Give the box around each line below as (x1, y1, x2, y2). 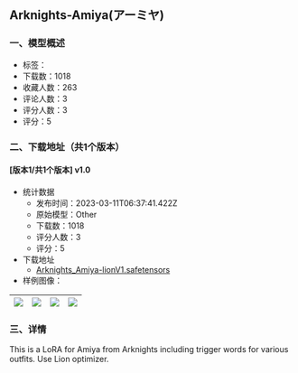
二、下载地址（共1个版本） (9, 140, 125, 153)
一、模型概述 (9, 37, 66, 50)
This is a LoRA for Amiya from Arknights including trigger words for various (9, 344, 289, 355)
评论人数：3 (22, 93, 68, 104)
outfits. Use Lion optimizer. (9, 354, 109, 365)
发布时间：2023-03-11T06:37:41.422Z (35, 197, 178, 209)
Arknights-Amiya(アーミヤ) (9, 7, 164, 23)
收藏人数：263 (22, 81, 78, 92)
